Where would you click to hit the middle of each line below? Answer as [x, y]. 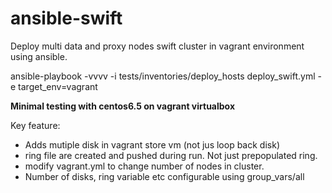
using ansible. [39, 56]
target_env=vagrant [58, 86]
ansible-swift [66, 18]
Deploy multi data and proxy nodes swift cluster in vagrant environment [157, 46]
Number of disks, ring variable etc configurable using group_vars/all [164, 176]
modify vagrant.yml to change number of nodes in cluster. [144, 166]
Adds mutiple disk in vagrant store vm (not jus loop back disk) [152, 144]
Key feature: [35, 125]
